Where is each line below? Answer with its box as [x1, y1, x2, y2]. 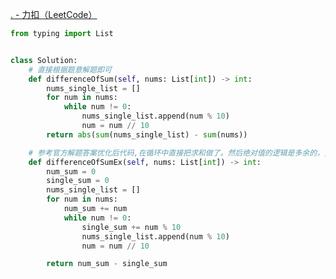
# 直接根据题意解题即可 [28, 64, 112, 75]
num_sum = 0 [46, 166, 97, 177]
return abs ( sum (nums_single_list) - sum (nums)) [46, 129, 248, 140]
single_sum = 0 [46, 176, 110, 186]
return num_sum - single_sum [46, 259, 168, 269]
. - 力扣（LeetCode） [10, 9, 98, 20]
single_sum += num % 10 [81, 222, 182, 232]
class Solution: [10, 55, 78, 65]
